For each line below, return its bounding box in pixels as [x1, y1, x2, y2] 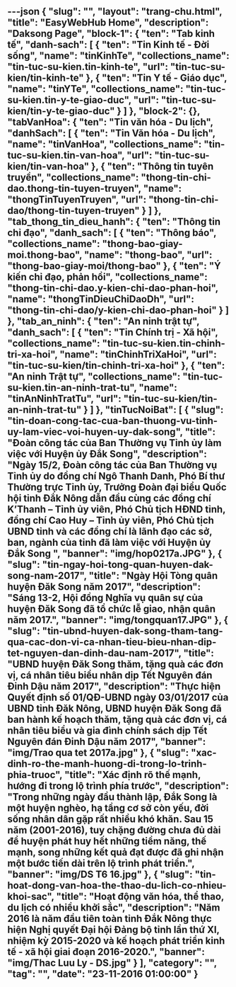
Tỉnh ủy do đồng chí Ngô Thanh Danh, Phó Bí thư [7, 470, 225, 482]
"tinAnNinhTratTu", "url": [7, 393, 122, 405]
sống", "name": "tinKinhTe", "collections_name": [7, 50, 230, 62]
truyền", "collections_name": [7, 171, 139, 183]
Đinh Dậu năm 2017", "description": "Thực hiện [7, 680, 221, 692]
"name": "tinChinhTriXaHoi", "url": [59, 348, 217, 360]
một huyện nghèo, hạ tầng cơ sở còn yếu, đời [7, 802, 209, 814]
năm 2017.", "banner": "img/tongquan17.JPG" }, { [7, 614, 228, 626]
